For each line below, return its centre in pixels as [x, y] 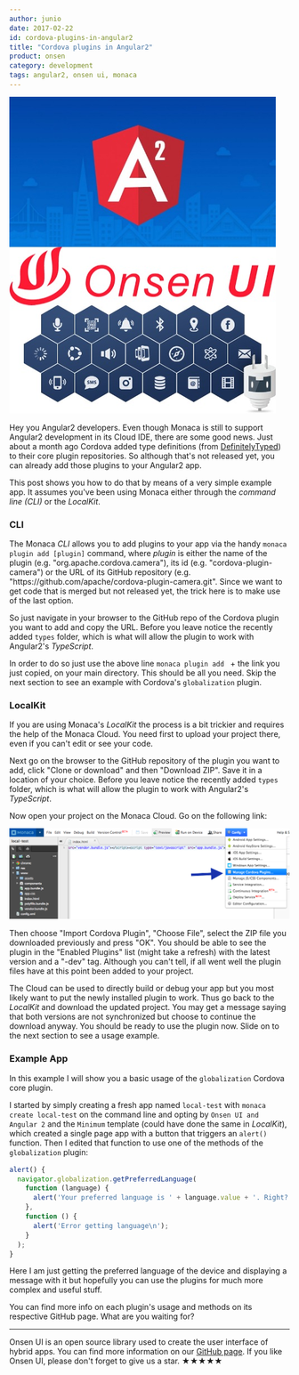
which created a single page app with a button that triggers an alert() [138, 1133]
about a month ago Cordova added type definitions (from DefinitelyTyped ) [145, 446]
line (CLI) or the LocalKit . [55, 501]
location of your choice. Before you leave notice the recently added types [144, 780]
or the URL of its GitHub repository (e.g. [118, 572]
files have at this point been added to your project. [101, 971]
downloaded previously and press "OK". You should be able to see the [138, 942]
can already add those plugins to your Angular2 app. [105, 465]
